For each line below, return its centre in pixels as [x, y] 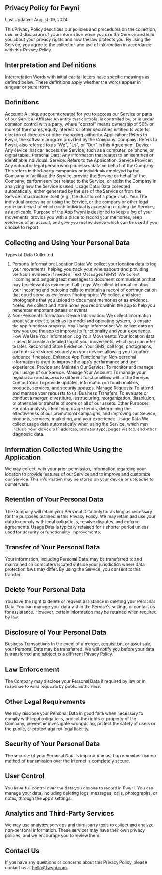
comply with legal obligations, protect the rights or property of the [71, 718]
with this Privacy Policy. [29, 50]
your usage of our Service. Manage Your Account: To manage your [79, 372]
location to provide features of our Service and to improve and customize [78, 474]
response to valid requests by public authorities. [53, 686]
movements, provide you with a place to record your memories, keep [74, 217]
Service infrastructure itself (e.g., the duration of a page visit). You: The [76, 197]
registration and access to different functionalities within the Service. [81, 377]
